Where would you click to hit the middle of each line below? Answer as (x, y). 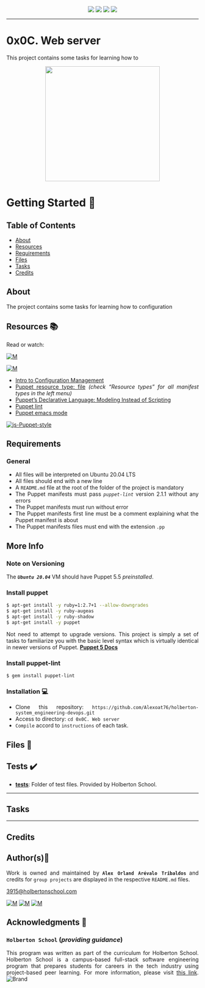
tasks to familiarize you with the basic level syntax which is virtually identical (103, 640)
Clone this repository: (49, 707)
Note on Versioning (36, 563)
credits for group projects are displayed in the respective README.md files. (98, 879)
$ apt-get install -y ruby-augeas (50, 611)
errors (23, 501)
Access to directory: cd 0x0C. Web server (67, 719)
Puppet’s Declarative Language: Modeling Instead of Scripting (93, 400)
